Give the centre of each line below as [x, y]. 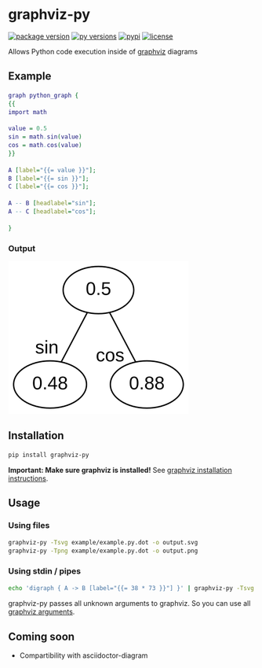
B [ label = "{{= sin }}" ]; [49, 179]
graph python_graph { [44, 95]
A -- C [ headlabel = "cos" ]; [52, 212]
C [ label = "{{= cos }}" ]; [49, 186]
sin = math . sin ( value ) [45, 137]
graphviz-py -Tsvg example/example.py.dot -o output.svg [103, 543]
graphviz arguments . [42, 612]
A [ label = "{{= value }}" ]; [52, 170]
